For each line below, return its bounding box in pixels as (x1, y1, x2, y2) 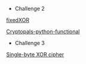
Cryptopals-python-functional (6, 28, 80, 35)
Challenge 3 (14, 40, 45, 46)
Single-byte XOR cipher (6, 51, 64, 58)
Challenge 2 (14, 5, 45, 12)
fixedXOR (6, 17, 30, 23)
